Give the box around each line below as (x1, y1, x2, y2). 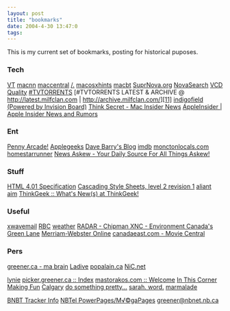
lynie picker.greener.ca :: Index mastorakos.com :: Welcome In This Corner (7, 275, 218, 284)
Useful (7, 207, 30, 216)
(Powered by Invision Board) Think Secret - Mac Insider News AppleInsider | (7, 102, 222, 110)
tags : (7, 29, 23, 36)
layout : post (7, 10, 44, 17)
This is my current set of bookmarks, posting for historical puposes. (7, 48, 199, 56)
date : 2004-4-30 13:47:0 (7, 23, 78, 29)
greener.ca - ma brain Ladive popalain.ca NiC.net (7, 262, 146, 271)
